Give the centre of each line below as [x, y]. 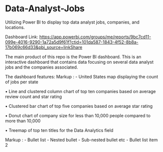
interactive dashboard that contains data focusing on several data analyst [79, 62]
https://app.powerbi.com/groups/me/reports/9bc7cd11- [95, 37]
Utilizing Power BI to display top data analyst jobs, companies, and [72, 22]
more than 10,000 [23, 121]
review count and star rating [34, 97]
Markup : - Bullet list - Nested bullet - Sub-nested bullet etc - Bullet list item [81, 140]
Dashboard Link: [22, 37]
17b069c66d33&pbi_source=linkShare [44, 47]
